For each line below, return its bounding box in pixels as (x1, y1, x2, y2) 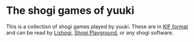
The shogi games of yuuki (6, 4, 134, 17)
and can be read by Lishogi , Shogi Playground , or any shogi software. (6, 29, 174, 36)
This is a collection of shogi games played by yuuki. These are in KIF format (6, 23, 188, 30)
